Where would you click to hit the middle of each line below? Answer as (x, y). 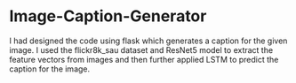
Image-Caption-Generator (108, 16)
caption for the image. (50, 69)
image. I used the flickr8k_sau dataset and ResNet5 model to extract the (141, 49)
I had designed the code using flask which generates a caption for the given (148, 41)
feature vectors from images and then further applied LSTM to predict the (144, 59)
